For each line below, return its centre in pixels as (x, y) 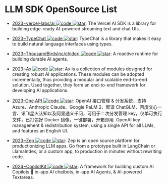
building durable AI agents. (40, 59)
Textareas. (23, 177)
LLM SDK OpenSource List (61, 9)
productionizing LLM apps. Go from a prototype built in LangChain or (84, 146)
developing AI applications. (40, 90)
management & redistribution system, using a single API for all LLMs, (83, 125)
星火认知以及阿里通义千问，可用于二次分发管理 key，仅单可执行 (96, 113)
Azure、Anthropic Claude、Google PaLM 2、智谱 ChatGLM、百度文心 (85, 107)
